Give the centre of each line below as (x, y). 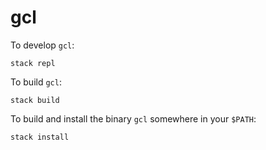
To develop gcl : (42, 45)
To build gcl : (36, 82)
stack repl (33, 63)
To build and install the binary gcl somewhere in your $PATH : (133, 118)
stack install (40, 137)
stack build (35, 100)
